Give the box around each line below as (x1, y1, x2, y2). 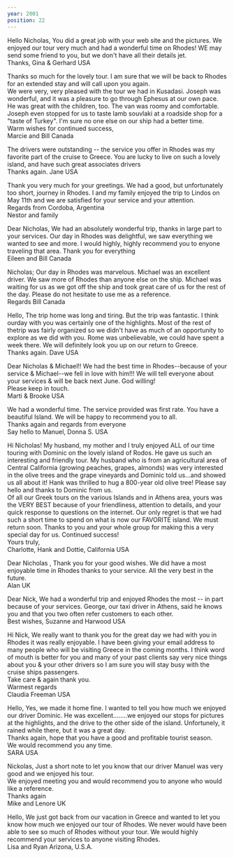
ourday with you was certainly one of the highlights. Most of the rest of (7, 318, 212, 326)
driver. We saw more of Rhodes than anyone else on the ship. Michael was (7, 275, 222, 284)
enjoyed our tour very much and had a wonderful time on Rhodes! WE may (7, 43, 222, 52)
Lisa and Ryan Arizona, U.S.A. (7, 842, 93, 851)
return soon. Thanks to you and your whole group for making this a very (7, 523, 214, 531)
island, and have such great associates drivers (7, 160, 141, 168)
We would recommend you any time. (7, 740, 113, 749)
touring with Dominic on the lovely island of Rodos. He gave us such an (7, 448, 212, 457)
